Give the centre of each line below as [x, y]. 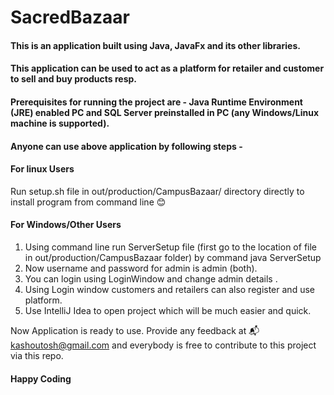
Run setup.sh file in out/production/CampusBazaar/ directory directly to [157, 191]
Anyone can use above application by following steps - [126, 146]
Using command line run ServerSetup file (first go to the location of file [171, 247]
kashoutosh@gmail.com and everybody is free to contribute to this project [163, 345]
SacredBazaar [70, 17]
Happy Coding [41, 378]
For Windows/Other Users [66, 225]
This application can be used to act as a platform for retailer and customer [167, 68]
